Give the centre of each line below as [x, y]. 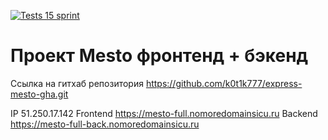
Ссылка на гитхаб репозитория [77, 83]
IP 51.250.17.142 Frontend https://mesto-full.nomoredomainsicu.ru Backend [164, 113]
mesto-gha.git [39, 94]
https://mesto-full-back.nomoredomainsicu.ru [105, 124]
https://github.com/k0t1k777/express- [224, 83]
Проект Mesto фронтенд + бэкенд [159, 56]
